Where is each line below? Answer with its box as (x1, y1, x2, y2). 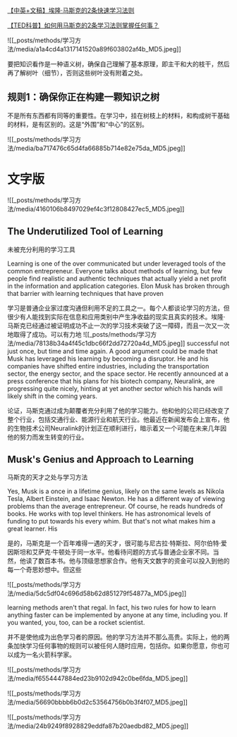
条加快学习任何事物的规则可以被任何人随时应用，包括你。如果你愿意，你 (7, 642, 217, 650)
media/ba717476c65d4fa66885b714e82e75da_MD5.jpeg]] (16, 144, 186, 152)
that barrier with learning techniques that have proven (7, 289, 164, 297)
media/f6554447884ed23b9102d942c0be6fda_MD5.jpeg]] (16, 674, 188, 683)
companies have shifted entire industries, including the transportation (7, 361, 209, 370)
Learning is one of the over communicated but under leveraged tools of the (7, 259, 226, 268)
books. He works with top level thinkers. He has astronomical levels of (7, 509, 212, 518)
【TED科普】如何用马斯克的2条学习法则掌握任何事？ (7, 21, 160, 30)
